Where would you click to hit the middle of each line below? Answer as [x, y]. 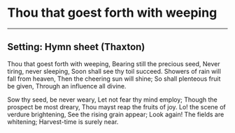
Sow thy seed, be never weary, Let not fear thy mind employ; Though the [113, 100]
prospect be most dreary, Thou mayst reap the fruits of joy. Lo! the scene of [116, 107]
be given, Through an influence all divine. [67, 86]
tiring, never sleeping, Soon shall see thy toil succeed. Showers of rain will [114, 71]
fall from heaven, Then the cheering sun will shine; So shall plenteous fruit [114, 79]
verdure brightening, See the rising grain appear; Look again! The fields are [116, 114]
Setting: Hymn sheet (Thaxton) [76, 47]
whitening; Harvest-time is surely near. [63, 122]
